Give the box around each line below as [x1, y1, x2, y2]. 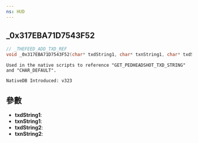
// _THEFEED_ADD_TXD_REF [6, 46, 67, 52]
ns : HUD [6, 8, 25, 15]
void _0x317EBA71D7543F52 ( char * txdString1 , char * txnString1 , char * [6, 51, 181, 58]
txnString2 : [14, 131, 44, 137]
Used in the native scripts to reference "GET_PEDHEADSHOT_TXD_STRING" [6, 63, 186, 69]
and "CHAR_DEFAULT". [6, 67, 57, 74]
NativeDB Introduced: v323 [6, 78, 72, 84]
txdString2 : [14, 124, 43, 131]
